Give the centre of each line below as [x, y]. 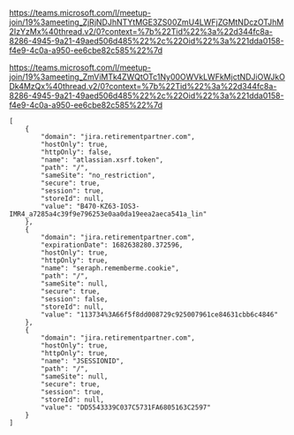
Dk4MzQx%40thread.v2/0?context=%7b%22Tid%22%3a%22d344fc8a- [143, 86]
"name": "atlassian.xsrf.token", [102, 160]
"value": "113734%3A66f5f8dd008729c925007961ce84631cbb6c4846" [159, 315]
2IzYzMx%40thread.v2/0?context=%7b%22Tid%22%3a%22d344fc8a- [141, 31]
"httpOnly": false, [77, 152]
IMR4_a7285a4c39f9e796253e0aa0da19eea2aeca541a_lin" [108, 214]
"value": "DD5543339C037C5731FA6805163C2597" [126, 408]
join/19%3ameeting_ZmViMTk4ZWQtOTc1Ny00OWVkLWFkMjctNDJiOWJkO [147, 77]
